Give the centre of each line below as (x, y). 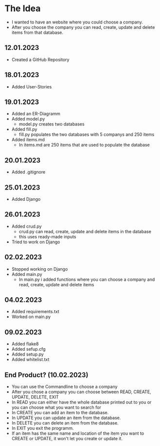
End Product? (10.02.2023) (46, 375)
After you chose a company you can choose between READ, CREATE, (81, 392)
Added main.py (27, 274)
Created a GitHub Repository (40, 60)
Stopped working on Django (40, 269)
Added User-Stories (32, 86)
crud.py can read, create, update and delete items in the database (85, 231)
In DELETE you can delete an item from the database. (65, 423)
